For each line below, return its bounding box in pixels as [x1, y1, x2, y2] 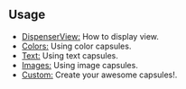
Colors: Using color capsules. [21, 40, 132, 51]
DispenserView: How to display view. [21, 31, 160, 41]
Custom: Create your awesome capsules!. [21, 69, 178, 80]
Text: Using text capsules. [21, 49, 118, 61]
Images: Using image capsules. [21, 59, 139, 70]
